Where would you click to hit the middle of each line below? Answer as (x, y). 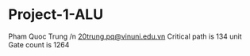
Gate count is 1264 (39, 44)
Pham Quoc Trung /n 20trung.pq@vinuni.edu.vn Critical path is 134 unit (125, 36)
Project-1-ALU (56, 15)
